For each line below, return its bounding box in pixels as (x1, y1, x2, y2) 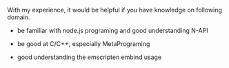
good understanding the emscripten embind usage (17, 53, 162, 61)
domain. (7, 13, 30, 21)
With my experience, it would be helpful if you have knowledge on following (7, 6, 223, 14)
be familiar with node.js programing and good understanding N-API (17, 27, 208, 34)
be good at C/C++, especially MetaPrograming (17, 40, 150, 47)
